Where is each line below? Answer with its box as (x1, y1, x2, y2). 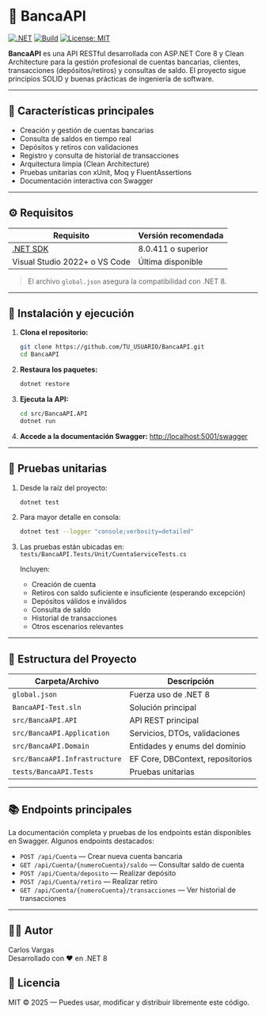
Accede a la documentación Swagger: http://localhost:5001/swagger (19, 431, 248, 441)
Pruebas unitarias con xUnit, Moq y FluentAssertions (19, 167, 192, 177)
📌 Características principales (8, 105, 154, 118)
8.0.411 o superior (138, 243, 208, 254)
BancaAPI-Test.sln (12, 703, 82, 712)
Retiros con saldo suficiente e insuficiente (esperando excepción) (31, 588, 246, 597)
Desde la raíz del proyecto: (19, 483, 108, 492)
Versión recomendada (138, 230, 224, 241)
